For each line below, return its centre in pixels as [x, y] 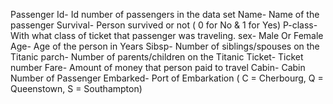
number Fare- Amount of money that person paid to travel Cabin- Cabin [158, 67]
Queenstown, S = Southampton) [76, 88]
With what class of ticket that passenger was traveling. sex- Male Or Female [167, 35]
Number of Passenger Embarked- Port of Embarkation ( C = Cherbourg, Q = [167, 78]
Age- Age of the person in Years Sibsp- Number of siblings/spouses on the [165, 46]
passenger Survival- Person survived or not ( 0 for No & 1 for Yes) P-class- [164, 25]
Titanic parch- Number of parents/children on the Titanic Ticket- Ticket [157, 57]
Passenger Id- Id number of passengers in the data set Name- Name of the [165, 14]
